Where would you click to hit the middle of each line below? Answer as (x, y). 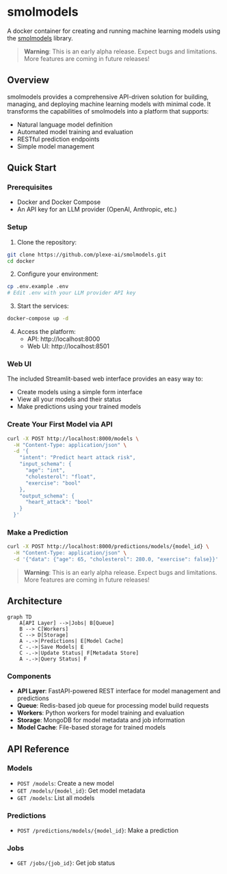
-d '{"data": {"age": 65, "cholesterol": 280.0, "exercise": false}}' (116, 560)
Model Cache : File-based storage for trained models (91, 728)
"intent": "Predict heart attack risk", (78, 458)
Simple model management (55, 146)
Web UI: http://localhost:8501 (68, 346)
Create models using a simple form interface (80, 392)
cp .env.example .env (38, 287)
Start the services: (43, 306)
